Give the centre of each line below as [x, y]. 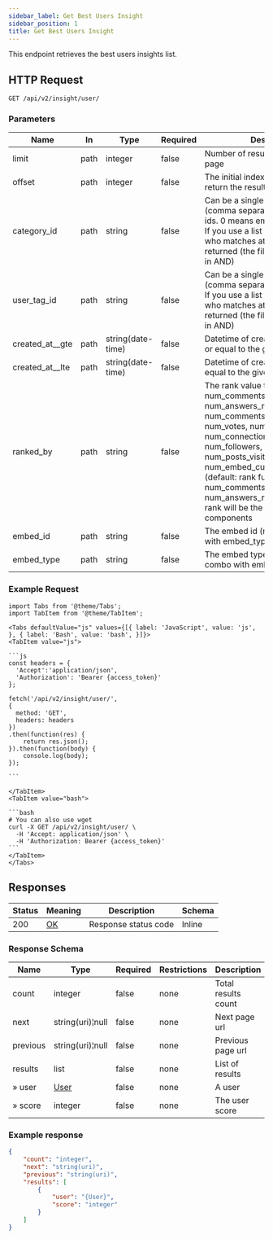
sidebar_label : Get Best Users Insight [76, 16]
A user [227, 1087]
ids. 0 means [229, 221]
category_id [35, 231]
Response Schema [46, 948]
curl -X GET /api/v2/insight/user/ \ [72, 827]
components [229, 518]
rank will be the [234, 508]
